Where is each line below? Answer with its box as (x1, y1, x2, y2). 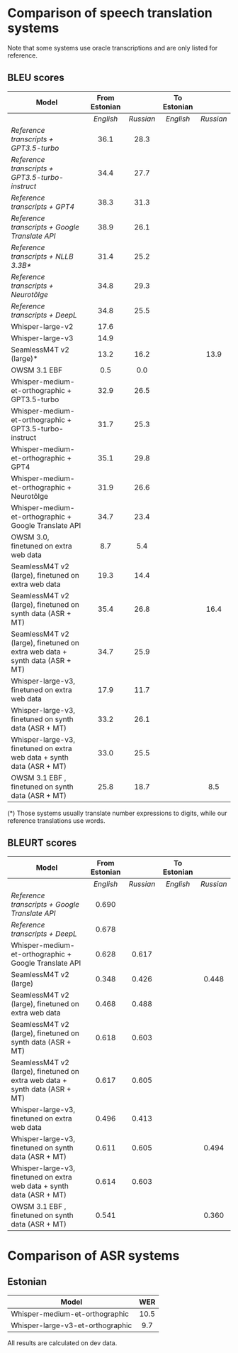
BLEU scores (7, 72, 65, 84)
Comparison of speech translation (7, 5, 212, 21)
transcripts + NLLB (11, 251, 74, 261)
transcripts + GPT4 (11, 201, 75, 211)
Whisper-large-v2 (11, 321, 74, 331)
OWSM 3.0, (11, 532, 50, 541)
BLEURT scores (7, 837, 76, 849)
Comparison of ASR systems (7, 1247, 180, 1263)
